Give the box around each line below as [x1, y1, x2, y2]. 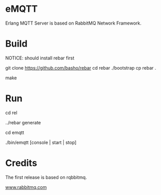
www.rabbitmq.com [5, 184, 47, 190]
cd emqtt [5, 129, 25, 136]
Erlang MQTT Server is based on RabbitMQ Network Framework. [5, 20, 142, 26]
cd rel [5, 110, 18, 116]
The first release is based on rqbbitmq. [5, 174, 87, 180]
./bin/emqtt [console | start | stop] [5, 139, 77, 145]
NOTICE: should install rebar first [5, 55, 75, 61]
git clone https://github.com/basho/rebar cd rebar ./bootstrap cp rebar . [5, 64, 156, 71]
